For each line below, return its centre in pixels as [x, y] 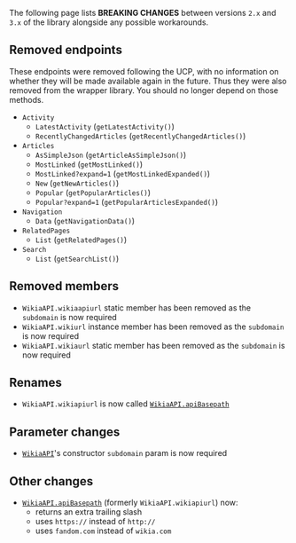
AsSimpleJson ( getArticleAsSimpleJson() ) [111, 154]
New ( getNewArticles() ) [77, 183]
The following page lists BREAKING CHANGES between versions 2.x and [143, 13]
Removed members [64, 286]
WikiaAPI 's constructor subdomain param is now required [125, 453]
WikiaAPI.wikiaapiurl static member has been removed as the [136, 307]
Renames [35, 383]
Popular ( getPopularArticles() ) [93, 192]
